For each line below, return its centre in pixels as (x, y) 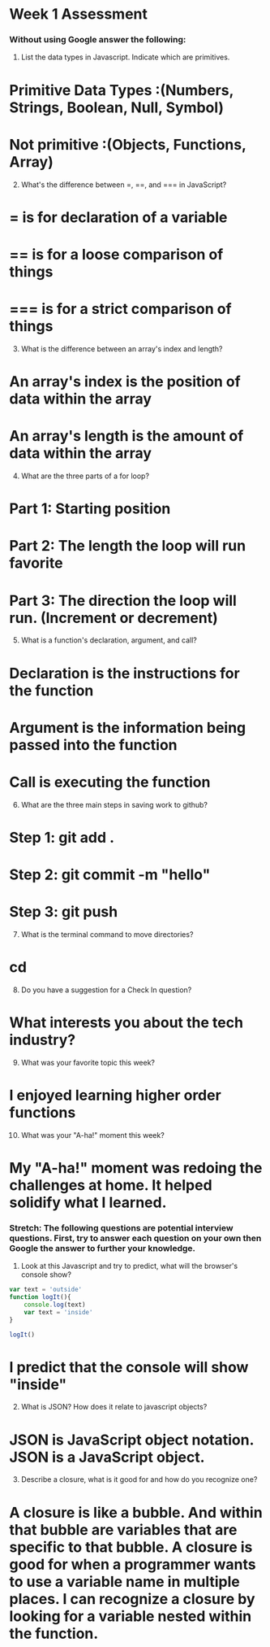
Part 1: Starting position (90, 509)
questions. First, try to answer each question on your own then (135, 1238)
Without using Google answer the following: (98, 40)
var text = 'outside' (46, 1290)
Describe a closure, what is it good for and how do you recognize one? (139, 1479)
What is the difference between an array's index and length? (122, 349)
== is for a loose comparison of (116, 254)
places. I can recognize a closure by (132, 1599)
